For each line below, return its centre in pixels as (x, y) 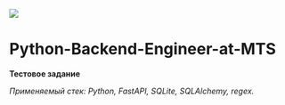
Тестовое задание (45, 73)
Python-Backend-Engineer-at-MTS (142, 49)
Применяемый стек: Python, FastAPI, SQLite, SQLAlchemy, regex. (132, 91)
